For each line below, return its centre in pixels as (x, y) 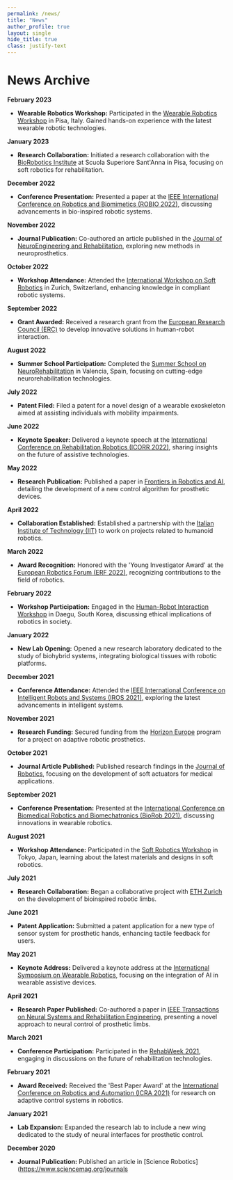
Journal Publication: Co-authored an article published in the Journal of (120, 238)
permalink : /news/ (34, 14)
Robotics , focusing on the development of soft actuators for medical (115, 774)
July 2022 (22, 392)
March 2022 (25, 551)
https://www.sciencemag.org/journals (74, 1169)
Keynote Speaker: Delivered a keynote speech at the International (112, 440)
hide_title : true (32, 40)
